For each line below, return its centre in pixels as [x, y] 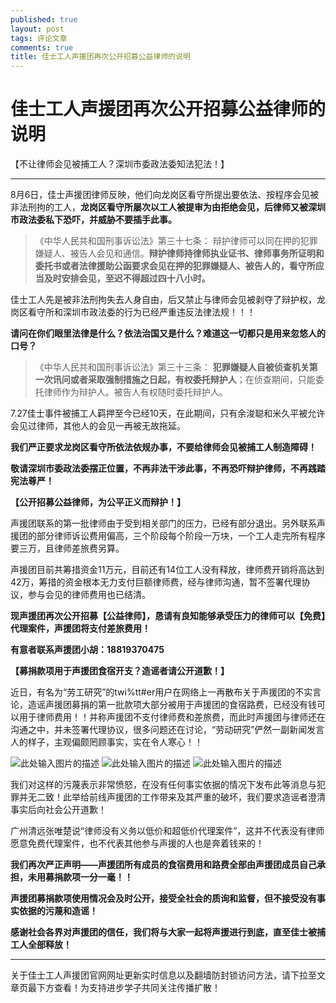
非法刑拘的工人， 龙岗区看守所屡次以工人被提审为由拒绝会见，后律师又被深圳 [168, 207]
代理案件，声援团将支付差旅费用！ [80, 628]
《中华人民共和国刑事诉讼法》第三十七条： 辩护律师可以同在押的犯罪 [176, 241]
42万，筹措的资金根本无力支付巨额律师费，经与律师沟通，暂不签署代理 [156, 582]
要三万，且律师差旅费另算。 [67, 548]
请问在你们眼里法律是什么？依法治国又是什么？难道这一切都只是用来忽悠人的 [168, 333]
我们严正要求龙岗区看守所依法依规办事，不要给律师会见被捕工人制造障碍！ [163, 447]
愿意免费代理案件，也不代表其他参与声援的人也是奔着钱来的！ [137, 843]
